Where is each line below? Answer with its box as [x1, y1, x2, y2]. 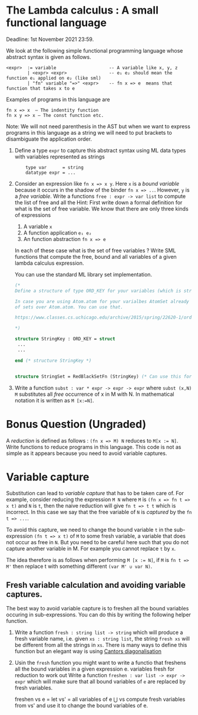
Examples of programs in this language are [6, 96, 110, 103]
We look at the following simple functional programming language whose [6, 47, 183, 54]
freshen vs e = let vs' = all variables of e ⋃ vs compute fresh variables [14, 695, 186, 703]
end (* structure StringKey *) [14, 357, 92, 363]
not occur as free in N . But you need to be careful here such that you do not [6, 539, 189, 546]
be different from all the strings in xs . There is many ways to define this [14, 642, 187, 649]
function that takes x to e [6, 85, 75, 92]
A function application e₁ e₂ [23, 229, 92, 236]
